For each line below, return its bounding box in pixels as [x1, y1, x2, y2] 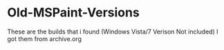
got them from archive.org [7, 34, 82, 42]
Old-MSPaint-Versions [7, 5, 140, 21]
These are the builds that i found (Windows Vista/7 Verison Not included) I [7, 27, 218, 36]
